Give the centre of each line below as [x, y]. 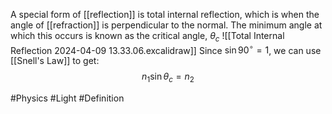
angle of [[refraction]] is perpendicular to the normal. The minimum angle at [166, 25]
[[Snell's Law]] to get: [55, 61]
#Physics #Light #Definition [67, 98]
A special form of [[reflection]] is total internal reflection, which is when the [165, 14]
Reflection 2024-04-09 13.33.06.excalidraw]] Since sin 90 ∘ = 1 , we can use [166, 49]
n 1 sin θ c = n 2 [168, 77]
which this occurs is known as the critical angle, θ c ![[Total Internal [147, 37]
